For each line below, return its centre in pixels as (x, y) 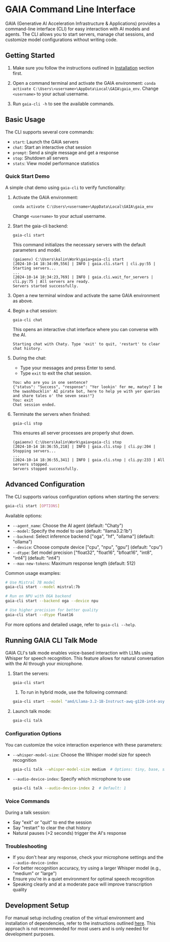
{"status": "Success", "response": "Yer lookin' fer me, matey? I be (88, 387)
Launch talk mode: (32, 711)
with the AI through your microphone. (44, 663)
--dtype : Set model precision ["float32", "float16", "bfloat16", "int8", (82, 553)
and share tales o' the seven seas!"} (53, 396)
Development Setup (37, 906)
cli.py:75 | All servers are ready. (51, 281)
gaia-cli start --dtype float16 (39, 615)
